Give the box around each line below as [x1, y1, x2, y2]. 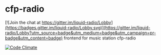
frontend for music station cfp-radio [63, 35, 136, 41]
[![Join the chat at [5, 19, 41, 25]
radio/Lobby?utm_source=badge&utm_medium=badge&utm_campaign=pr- [5, 30, 156, 36]
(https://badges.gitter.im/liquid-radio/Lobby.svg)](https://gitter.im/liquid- [5, 24, 151, 30]
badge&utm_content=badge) [5, 35, 63, 41]
